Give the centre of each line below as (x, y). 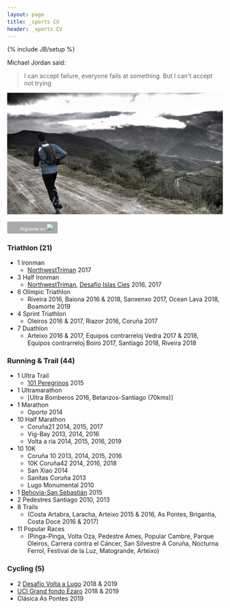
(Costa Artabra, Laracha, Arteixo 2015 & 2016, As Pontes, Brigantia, (122, 515)
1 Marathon (33, 405)
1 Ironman (31, 262)
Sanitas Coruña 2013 (56, 478)
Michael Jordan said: (37, 63)
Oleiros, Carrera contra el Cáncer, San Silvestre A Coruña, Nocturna (123, 543)
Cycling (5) (26, 569)
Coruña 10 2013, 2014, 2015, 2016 (74, 456)
